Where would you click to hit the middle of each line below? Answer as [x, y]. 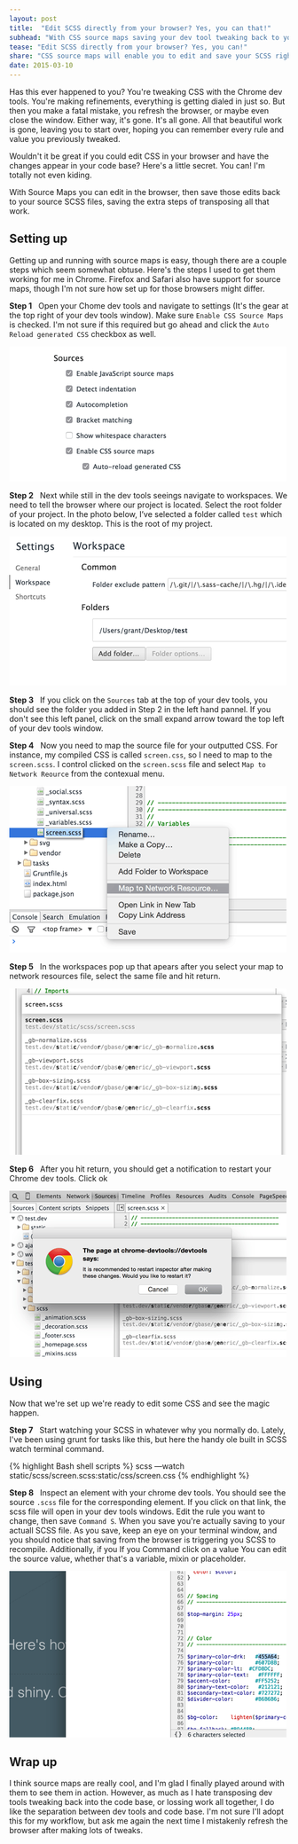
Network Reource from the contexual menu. [87, 773]
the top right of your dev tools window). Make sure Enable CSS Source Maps [146, 315]
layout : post [33, 19]
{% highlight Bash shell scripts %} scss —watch [97, 1466]
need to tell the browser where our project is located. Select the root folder [145, 505]
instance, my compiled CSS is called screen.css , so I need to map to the [141, 755]
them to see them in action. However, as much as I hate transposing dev [141, 1793]
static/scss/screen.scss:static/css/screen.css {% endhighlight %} [129, 1475]
